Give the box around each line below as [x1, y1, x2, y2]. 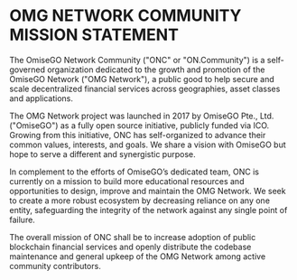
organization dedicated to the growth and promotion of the [46, 64, 265, 75]
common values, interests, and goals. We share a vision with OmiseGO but [9, 139, 286, 150]
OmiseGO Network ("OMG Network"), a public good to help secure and [9, 73, 275, 84]
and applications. [9, 92, 74, 104]
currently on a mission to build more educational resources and [9, 175, 245, 186]
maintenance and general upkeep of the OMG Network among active [9, 250, 266, 262]
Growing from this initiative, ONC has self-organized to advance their [9, 129, 266, 140]
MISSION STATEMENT [9, 24, 179, 45]
